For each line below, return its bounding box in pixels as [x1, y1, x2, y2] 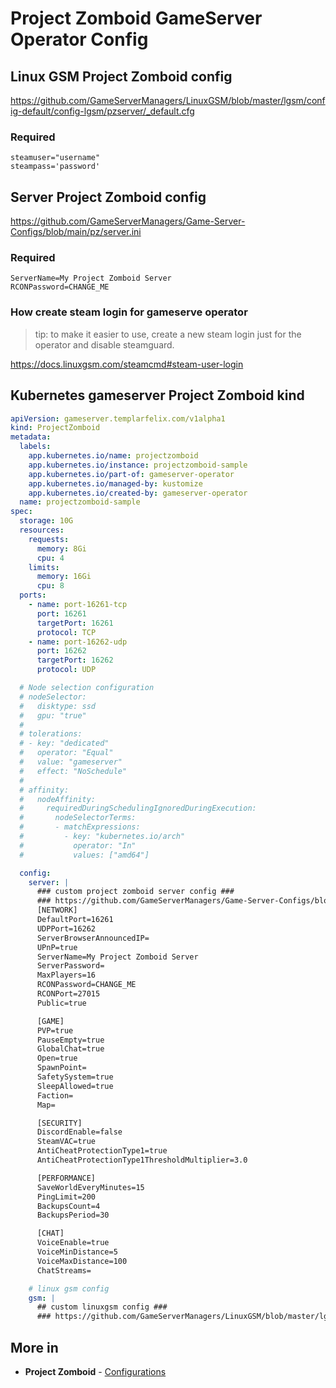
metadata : [10, 432, 52, 442]
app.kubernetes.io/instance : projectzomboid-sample [28, 460, 248, 470]
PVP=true [36, 1025, 74, 1036]
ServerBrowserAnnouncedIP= [36, 933, 150, 943]
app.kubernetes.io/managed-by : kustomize [28, 478, 203, 489]
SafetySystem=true [36, 1072, 114, 1082]
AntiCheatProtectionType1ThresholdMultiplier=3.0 [36, 1155, 248, 1166]
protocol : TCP [36, 627, 97, 637]
